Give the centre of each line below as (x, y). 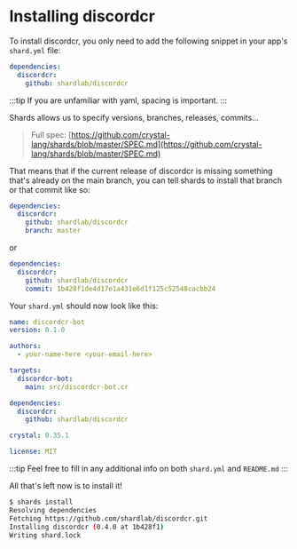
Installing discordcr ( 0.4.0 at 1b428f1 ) (87, 527)
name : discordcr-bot (47, 322)
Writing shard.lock (45, 535)
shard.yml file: (35, 50)
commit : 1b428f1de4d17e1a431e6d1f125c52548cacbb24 (121, 289)
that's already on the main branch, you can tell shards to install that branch (145, 180)
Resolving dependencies (53, 510)
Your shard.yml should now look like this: (84, 306)
